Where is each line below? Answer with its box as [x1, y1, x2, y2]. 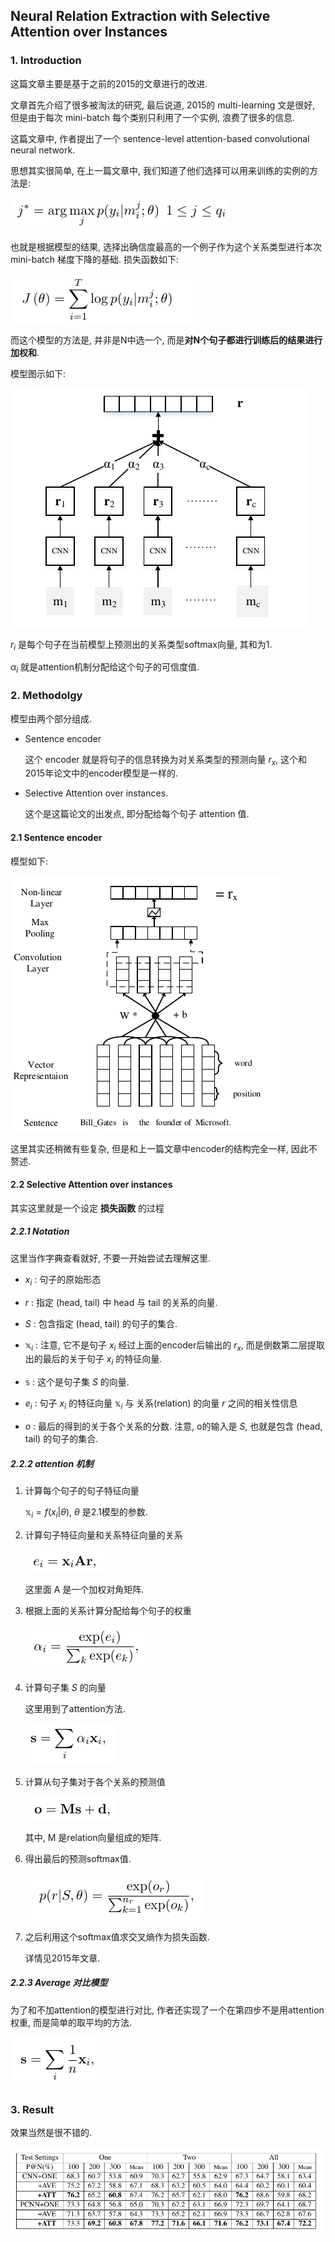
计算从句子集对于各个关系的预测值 [24, 1775, 166, 1788]
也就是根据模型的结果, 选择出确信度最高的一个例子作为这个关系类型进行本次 [10, 240, 322, 253]
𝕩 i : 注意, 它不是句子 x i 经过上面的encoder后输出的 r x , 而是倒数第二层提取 [24, 1339, 325, 1353]
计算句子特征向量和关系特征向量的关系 [24, 1529, 183, 1541]
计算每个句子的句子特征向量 [24, 1484, 140, 1496]
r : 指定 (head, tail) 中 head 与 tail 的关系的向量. [24, 1296, 218, 1308]
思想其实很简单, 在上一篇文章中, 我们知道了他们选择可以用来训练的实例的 [10, 164, 310, 176]
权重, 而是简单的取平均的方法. [10, 2016, 133, 2028]
